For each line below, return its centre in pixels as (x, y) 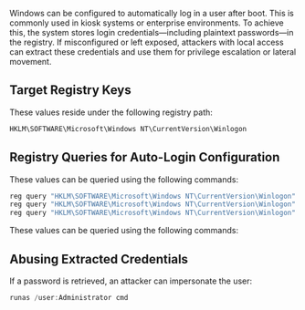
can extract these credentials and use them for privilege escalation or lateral (153, 52)
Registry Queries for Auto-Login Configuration (145, 157)
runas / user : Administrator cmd (69, 297)
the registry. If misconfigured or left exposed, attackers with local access (147, 42)
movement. (31, 62)
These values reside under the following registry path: (111, 112)
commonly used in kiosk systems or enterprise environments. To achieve (147, 23)
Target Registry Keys (70, 90)
